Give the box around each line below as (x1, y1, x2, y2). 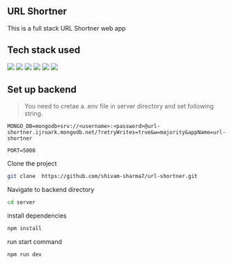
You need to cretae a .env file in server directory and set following (24, 102, 214, 111)
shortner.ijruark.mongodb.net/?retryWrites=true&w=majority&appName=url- (7, 129, 226, 136)
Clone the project (7, 159, 57, 168)
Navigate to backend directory (7, 186, 95, 194)
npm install (7, 225, 42, 232)
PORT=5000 (7, 147, 36, 154)
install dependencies (7, 211, 67, 220)
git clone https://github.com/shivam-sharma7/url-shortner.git (7, 173, 198, 180)
